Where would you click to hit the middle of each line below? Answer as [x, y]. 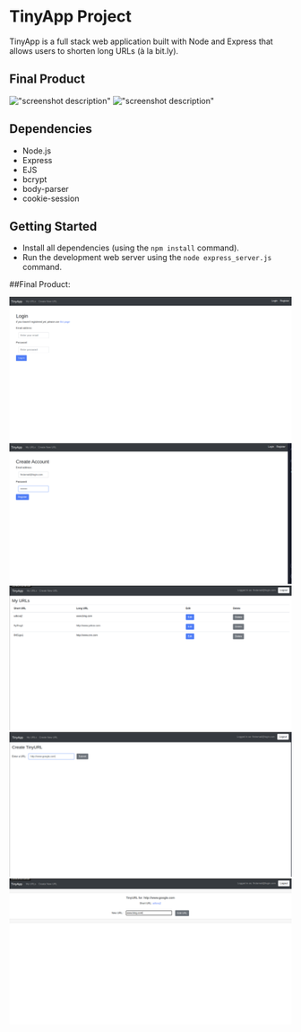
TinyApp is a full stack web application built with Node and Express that [141, 41]
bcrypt [34, 179]
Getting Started [53, 226]
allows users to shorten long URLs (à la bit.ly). [94, 50]
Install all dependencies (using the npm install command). [131, 248]
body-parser [45, 188]
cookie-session [51, 198]
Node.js [37, 151]
